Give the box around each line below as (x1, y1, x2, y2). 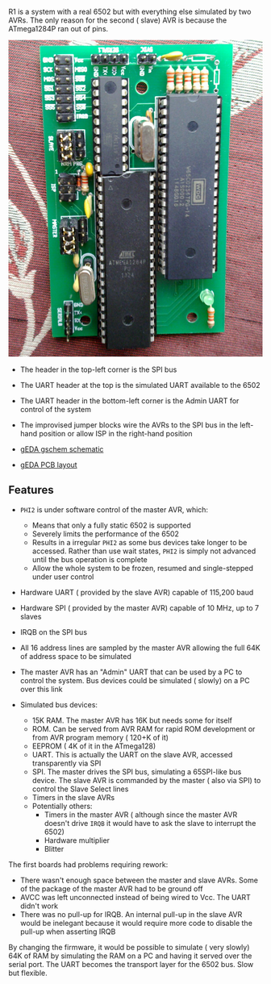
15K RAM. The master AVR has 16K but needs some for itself (31, 715, 232, 725)
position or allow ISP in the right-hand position (39, 428, 193, 438)
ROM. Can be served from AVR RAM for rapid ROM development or (31, 723, 256, 733)
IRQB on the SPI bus (19, 627, 87, 636)
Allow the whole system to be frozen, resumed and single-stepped (31, 563, 254, 573)
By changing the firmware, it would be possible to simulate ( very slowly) (8, 942, 250, 952)
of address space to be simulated (19, 651, 131, 661)
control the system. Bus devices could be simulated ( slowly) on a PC (19, 675, 250, 685)
